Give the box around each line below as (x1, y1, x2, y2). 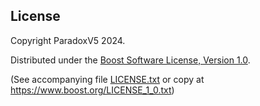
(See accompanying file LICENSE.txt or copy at (10, 73, 205, 85)
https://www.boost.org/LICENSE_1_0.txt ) (10, 84, 175, 96)
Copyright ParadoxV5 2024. (10, 34, 126, 46)
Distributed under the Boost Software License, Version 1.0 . (10, 54, 251, 66)
